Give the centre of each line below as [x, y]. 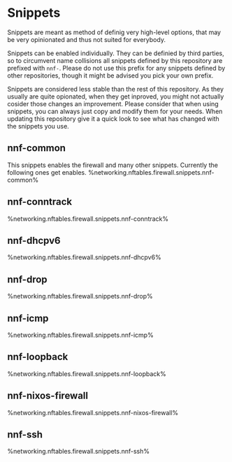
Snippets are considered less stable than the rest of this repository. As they [116, 89]
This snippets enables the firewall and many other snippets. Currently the [113, 165]
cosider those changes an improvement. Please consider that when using [113, 103]
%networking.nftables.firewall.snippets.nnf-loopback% [87, 374]
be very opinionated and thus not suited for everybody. [87, 39]
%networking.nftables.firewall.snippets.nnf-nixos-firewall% [93, 412]
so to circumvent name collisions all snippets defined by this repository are [115, 60]
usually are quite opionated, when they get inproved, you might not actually [116, 96]
